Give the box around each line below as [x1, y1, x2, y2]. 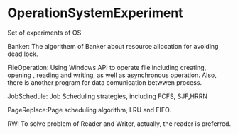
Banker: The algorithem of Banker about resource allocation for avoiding [7, 42, 219, 50]
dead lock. [7, 49, 38, 58]
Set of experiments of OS [7, 28, 82, 37]
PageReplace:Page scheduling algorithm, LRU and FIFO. [7, 105, 172, 114]
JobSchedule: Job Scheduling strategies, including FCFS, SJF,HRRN [7, 92, 208, 100]
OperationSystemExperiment [7, 5, 183, 21]
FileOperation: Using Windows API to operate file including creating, [7, 63, 207, 71]
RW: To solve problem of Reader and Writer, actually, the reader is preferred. [7, 119, 232, 128]
